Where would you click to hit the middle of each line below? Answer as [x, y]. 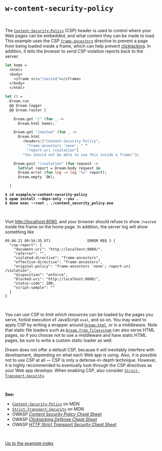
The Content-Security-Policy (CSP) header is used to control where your [78, 30]
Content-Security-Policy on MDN [46, 404]
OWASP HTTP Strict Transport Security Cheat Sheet [64, 425]
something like [20, 232]
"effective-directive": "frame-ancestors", [58, 262]
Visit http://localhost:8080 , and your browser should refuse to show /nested [81, 222]
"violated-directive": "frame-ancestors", [57, 258]
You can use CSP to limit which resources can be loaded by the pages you [79, 314]
